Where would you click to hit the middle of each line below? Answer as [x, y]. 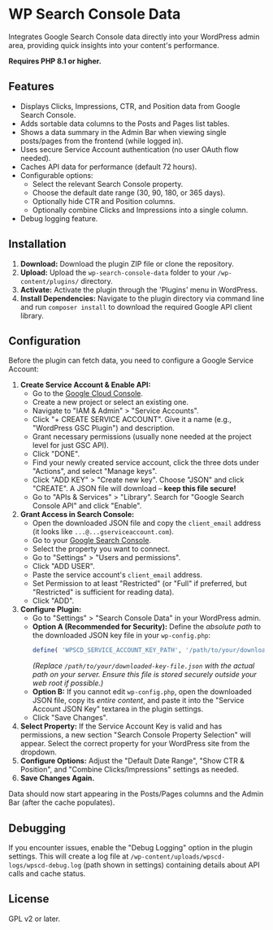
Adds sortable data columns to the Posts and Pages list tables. [125, 124]
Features [31, 87]
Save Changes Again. [57, 778]
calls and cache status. [47, 874]
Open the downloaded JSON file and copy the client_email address [147, 523]
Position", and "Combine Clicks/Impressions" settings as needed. [130, 770]
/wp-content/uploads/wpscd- [178, 857]
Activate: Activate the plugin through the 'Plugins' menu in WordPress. [139, 289]
